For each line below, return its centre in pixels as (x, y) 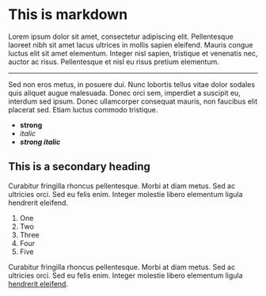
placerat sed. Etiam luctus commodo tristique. (83, 109)
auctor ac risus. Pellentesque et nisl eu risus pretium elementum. (114, 62)
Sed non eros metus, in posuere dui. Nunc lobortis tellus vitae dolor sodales (132, 84)
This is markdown (68, 15)
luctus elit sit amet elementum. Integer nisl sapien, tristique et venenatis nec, (133, 53)
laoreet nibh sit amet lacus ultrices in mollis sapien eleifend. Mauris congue (131, 44)
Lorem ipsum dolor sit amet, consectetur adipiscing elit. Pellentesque (121, 36)
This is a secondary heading (79, 167)
